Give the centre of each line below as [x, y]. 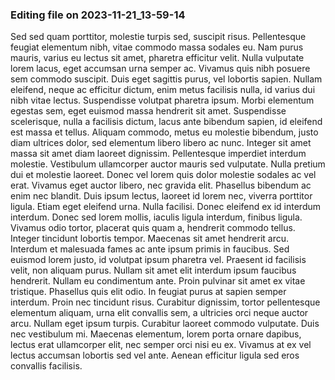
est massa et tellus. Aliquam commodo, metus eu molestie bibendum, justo [164, 132]
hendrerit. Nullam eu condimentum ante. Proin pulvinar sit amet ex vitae [158, 281]
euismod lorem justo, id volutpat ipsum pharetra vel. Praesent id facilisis [158, 260]
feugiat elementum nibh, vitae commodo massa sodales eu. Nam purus [157, 47]
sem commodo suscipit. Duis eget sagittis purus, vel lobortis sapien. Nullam [166, 79]
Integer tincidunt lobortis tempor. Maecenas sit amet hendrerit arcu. [150, 239]
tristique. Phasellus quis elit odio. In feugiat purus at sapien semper [148, 292]
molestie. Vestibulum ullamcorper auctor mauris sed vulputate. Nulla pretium [168, 164]
